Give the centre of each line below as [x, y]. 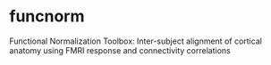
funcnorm [47, 16]
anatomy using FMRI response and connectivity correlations [120, 50]
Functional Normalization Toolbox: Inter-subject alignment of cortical [135, 41]
